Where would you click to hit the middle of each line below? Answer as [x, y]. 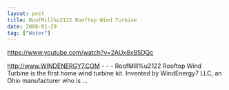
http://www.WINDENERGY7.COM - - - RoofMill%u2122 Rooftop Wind [104, 66]
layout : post [26, 13]
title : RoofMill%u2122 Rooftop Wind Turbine [72, 20]
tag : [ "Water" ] [29, 33]
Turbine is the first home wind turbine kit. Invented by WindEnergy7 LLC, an [114, 73]
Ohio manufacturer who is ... [48, 81]
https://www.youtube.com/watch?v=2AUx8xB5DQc [80, 53]
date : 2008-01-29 [32, 26]
